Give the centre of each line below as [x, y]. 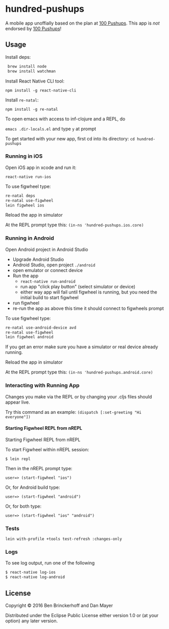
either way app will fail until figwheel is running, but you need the [89, 292]
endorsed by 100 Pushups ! [33, 28]
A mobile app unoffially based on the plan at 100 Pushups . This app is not [82, 23]
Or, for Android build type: [33, 487]
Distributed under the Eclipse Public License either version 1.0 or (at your [82, 615]
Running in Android [30, 238]
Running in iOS [24, 156]
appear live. [18, 402]
